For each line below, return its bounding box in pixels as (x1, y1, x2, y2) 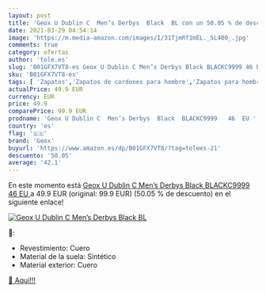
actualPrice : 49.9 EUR (8, 85, 83, 93)
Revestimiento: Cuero (19, 243, 90, 253)
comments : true (8, 41, 59, 49)
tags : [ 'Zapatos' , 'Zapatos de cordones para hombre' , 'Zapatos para (8, 78, 239, 86)
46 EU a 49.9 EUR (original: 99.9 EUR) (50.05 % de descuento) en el (8, 189, 231, 199)
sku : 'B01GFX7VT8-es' (8, 70, 80, 78)
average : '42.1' (8, 159, 62, 167)
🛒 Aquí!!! (8, 276, 36, 285)
